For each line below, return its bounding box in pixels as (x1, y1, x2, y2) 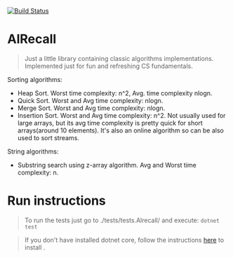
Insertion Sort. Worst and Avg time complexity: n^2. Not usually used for (17, 111, 226, 119)
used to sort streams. (17, 133, 79, 142)
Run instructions (7, 193, 107, 209)
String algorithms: (7, 147, 59, 156)
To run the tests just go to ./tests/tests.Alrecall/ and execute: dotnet (24, 216, 220, 224)
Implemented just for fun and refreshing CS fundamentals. (24, 62, 193, 70)
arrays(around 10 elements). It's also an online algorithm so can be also (17, 126, 225, 135)
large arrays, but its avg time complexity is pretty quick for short (17, 118, 204, 127)
